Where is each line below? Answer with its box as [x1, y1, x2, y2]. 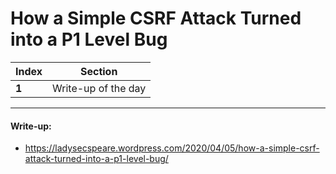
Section [79, 64, 118, 78]
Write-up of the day [52, 81, 147, 95]
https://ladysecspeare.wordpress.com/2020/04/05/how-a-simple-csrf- [24, 142, 320, 154]
